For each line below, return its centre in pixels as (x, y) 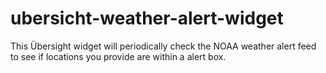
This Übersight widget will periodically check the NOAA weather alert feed (163, 46)
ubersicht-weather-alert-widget (147, 18)
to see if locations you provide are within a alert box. (118, 56)
